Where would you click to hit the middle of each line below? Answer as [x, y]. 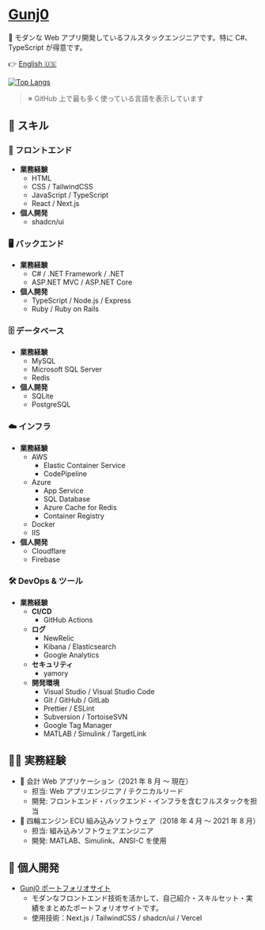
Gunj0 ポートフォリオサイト [65, 888]
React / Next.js [55, 203]
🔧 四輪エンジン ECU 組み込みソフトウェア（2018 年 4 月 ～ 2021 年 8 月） [140, 821]
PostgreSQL [51, 405]
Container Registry [74, 516]
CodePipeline [65, 474]
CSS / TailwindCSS [62, 186]
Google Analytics [71, 654]
